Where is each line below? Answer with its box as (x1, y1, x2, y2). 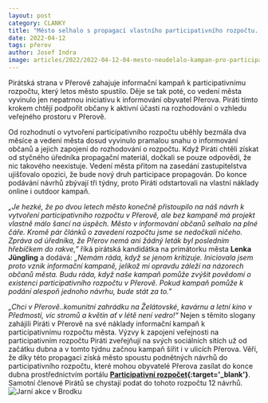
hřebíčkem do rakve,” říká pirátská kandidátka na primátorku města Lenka (8, 244, 252, 253)
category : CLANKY (8, 19, 66, 27)
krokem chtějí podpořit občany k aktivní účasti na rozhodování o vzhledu (8, 103, 247, 112)
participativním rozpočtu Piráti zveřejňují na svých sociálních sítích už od (8, 335, 247, 345)
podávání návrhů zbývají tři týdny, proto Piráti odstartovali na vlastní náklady (8, 178, 259, 187)
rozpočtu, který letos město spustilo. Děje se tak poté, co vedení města (8, 86, 242, 96)
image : (8, 57, 30, 65)
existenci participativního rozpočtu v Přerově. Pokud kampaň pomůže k (8, 278, 244, 288)
